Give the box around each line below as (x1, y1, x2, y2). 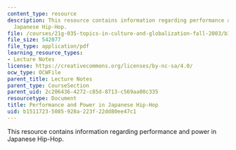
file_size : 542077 (7, 36, 61, 43)
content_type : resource (7, 10, 77, 18)
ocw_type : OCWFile (7, 69, 61, 76)
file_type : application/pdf (7, 43, 90, 50)
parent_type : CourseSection (7, 82, 90, 89)
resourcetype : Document (7, 95, 77, 102)
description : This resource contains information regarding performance (7, 17, 225, 24)
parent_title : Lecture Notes (7, 75, 93, 83)
